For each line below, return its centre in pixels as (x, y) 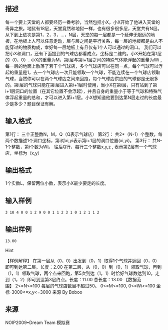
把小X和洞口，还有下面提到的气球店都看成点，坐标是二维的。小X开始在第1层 (83, 53)
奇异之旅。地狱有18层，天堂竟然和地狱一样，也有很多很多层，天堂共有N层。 (83, 28)
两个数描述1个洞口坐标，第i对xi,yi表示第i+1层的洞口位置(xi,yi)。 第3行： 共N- (84, 140)
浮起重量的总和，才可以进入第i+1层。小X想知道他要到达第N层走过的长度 (83, 97)
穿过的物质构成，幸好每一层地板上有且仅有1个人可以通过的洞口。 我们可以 (85, 47)
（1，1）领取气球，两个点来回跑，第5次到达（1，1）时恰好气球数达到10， (80, 273)
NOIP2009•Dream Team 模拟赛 (37, 322)
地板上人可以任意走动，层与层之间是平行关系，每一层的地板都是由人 (88, 41)
